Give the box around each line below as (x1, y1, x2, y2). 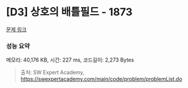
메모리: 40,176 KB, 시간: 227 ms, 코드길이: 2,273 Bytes (6, 56, 134, 63)
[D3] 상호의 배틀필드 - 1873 (6, 5, 133, 19)
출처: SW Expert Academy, (20, 69, 85, 76)
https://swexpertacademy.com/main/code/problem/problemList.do (20, 76, 183, 83)
